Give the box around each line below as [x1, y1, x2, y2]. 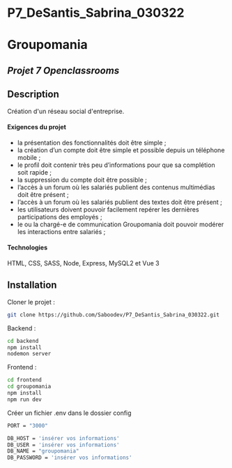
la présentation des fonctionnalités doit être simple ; [17, 138, 167, 147]
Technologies [7, 243, 48, 252]
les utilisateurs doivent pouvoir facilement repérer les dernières [17, 205, 200, 214]
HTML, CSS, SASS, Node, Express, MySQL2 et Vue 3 [7, 258, 160, 267]
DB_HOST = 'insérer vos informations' [7, 434, 120, 441]
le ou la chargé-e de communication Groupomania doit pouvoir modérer [17, 220, 224, 228]
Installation [7, 279, 57, 291]
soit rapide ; [17, 168, 52, 176]
